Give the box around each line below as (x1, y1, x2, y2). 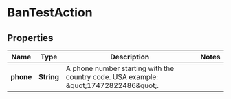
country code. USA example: (65, 72, 159, 81)
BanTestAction (7, 5, 93, 20)
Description (110, 53, 150, 61)
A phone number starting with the (65, 63, 174, 73)
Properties (7, 32, 54, 44)
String (38, 72, 60, 81)
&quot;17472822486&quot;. (65, 81, 159, 90)
